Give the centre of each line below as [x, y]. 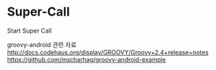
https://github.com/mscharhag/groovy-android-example [87, 59]
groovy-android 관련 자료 [42, 44]
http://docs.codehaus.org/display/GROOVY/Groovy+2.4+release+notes [108, 52]
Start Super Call [29, 31]
